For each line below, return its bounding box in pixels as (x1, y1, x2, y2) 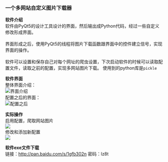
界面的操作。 (5, 47, 31, 53)
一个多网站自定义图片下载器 (5, 4, 72, 11)
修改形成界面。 (5, 29, 36, 36)
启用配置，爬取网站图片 (5, 118, 53, 124)
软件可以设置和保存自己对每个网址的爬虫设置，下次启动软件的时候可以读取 (5, 59, 158, 65)
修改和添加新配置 (5, 129, 40, 135)
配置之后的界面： (5, 94, 40, 101)
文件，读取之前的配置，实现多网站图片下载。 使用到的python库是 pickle (9, 65, 157, 71)
